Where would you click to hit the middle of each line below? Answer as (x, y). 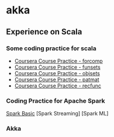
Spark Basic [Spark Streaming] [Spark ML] (57, 114)
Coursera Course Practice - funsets (57, 67)
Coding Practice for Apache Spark (56, 101)
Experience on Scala (44, 32)
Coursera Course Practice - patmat (57, 79)
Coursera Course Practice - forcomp (59, 61)
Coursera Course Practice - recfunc (58, 86)
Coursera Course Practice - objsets (57, 73)
